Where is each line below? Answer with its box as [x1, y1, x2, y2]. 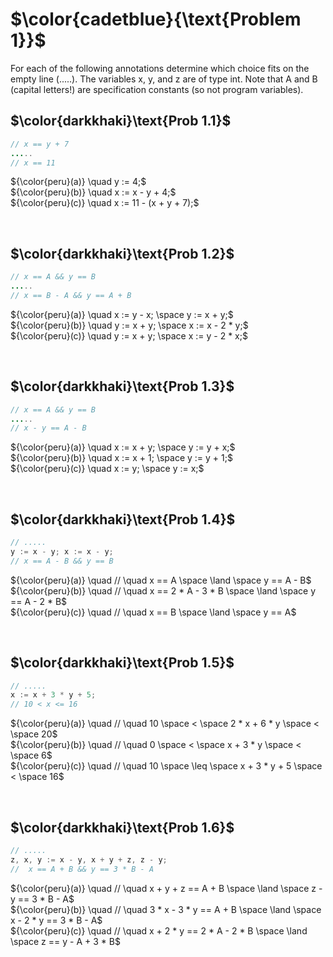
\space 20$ [10, 728, 58, 740]
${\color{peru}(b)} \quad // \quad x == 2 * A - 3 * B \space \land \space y [10, 584, 317, 597]
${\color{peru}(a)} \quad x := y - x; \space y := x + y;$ [10, 308, 234, 320]
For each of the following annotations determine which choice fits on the [10, 62, 310, 74]
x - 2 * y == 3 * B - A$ [10, 914, 103, 926]
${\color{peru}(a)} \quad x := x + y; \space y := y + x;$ [10, 441, 236, 453]
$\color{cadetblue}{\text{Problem [10, 8, 302, 31]
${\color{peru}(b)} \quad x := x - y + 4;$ [10, 186, 177, 198]
